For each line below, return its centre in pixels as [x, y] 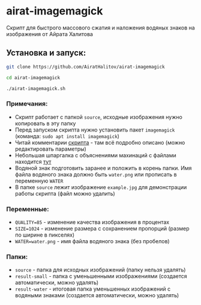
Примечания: [27, 104]
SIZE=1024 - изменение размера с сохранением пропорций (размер [102, 228]
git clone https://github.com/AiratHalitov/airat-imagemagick [85, 67]
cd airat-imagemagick [33, 77]
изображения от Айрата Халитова [49, 34]
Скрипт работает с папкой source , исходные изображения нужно [99, 117]
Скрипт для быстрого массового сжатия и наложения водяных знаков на [100, 28]
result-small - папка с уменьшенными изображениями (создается [101, 276]
